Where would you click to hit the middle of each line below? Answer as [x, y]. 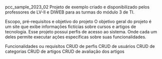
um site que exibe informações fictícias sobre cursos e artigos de [71, 27]
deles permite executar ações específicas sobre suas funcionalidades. [76, 37]
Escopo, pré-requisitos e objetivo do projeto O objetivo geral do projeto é [78, 22]
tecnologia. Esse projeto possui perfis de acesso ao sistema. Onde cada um [81, 32]
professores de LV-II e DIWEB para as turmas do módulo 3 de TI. [70, 12]
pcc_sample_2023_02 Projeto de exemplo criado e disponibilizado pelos [77, 7]
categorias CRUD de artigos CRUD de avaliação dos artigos [65, 51]
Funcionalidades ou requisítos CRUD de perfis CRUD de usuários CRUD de [80, 46]
